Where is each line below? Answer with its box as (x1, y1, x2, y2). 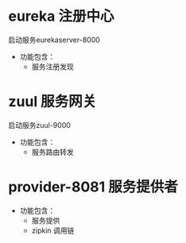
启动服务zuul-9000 (8, 120, 72, 129)
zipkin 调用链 (31, 226, 75, 235)
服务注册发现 (31, 61, 74, 71)
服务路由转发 (31, 147, 74, 156)
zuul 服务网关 (8, 93, 97, 111)
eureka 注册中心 (8, 7, 114, 25)
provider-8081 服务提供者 (8, 178, 179, 196)
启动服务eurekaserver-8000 (8, 35, 101, 44)
